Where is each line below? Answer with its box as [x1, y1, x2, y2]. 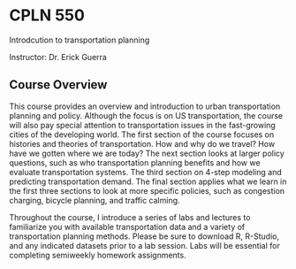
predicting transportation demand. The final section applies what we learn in [9, 176, 287, 187]
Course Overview [9, 77, 108, 93]
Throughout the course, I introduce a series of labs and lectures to [9, 211, 251, 222]
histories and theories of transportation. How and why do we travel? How [9, 138, 276, 149]
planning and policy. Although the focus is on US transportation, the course [9, 110, 284, 120]
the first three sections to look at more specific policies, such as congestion [9, 185, 285, 196]
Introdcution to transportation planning [9, 35, 150, 45]
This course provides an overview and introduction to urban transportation [9, 101, 281, 111]
